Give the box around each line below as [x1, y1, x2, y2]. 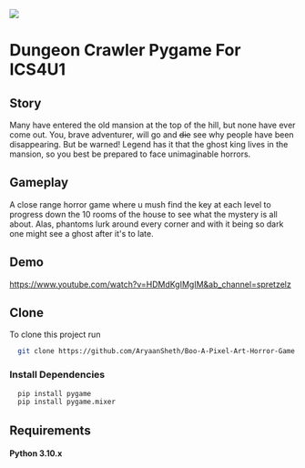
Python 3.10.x [9, 448, 63, 459]
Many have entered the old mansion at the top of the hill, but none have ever [9, 119, 296, 130]
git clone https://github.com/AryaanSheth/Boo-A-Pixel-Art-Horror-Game [17, 347, 296, 356]
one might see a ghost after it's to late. [9, 228, 154, 239]
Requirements [9, 422, 91, 438]
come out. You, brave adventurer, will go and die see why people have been [9, 129, 294, 140]
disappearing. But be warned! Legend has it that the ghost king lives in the [9, 139, 289, 149]
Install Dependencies [9, 369, 106, 382]
